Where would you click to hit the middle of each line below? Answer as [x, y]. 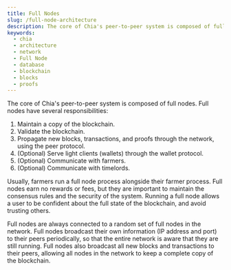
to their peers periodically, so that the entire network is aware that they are [113, 239]
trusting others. [29, 211]
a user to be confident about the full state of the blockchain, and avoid [107, 203]
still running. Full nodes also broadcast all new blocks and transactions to [111, 246]
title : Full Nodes [33, 13]
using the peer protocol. [51, 146]
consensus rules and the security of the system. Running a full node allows [113, 196]
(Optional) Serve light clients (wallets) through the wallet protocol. [110, 154]
